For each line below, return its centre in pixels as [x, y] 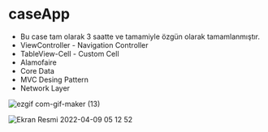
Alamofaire [38, 62]
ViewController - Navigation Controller [84, 45]
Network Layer [45, 88]
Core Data [37, 70]
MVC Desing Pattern [54, 79]
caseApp [39, 14]
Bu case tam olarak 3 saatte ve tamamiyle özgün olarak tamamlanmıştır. [140, 36]
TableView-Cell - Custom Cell [69, 53]
